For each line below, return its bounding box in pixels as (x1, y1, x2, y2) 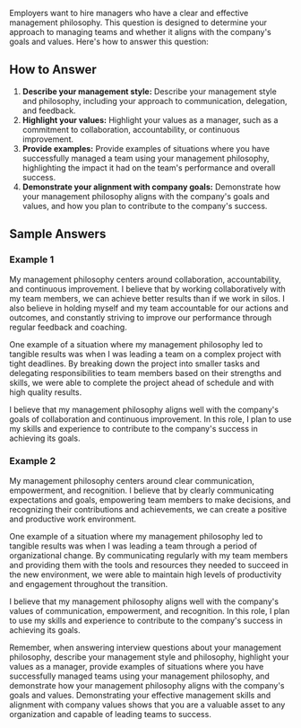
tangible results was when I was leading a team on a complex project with (9, 348, 282, 359)
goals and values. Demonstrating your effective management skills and (9, 689, 271, 700)
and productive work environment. (9, 513, 137, 524)
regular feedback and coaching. (9, 321, 127, 332)
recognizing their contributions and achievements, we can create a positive (9, 504, 288, 514)
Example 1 (9, 253, 55, 266)
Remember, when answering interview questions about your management (9, 642, 282, 653)
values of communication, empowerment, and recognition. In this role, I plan (9, 605, 290, 616)
